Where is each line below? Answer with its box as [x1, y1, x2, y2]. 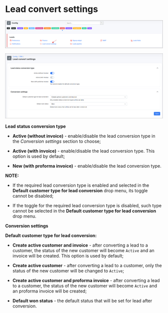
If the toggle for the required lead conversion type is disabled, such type [12, 202, 161, 208]
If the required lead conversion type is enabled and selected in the [12, 182, 149, 188]
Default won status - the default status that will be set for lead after [12, 298, 152, 304]
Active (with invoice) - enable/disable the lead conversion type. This [12, 148, 155, 154]
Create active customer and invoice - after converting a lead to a [12, 242, 148, 248]
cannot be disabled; [12, 193, 54, 199]
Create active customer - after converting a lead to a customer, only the [12, 262, 162, 268]
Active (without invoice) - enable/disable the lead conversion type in [12, 133, 155, 139]
